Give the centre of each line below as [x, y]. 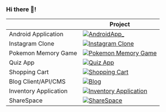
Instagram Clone [32, 44]
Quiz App [22, 62]
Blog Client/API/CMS [37, 82]
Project [120, 24]
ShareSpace [26, 100]
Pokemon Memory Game [43, 53]
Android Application [36, 34]
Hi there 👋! [21, 9]
